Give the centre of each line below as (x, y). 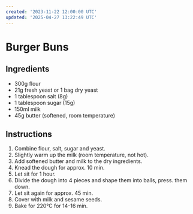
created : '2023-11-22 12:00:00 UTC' (51, 12)
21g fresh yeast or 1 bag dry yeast (56, 90)
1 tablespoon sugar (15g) (45, 103)
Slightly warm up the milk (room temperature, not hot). (82, 155)
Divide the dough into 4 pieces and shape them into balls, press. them (101, 180)
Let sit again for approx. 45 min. (54, 193)
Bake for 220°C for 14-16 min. (51, 206)
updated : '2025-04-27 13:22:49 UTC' (51, 17)
